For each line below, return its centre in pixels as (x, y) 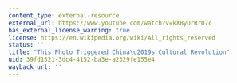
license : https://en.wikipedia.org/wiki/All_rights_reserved (112, 38)
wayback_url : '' (35, 67)
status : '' (26, 45)
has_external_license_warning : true (69, 30)
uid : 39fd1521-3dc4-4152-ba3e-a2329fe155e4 (82, 60)
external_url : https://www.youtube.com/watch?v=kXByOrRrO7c (111, 23)
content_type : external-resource (64, 15)
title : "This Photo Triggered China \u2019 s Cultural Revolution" (119, 52)
